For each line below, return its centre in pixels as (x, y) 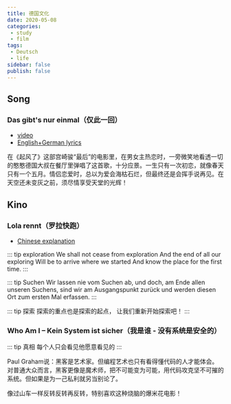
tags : (15, 45)
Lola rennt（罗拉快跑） (45, 226)
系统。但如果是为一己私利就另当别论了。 (64, 379)
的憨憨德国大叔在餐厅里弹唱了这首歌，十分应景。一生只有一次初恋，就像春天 (115, 165)
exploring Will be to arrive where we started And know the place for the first (114, 262)
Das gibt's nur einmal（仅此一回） (65, 120)
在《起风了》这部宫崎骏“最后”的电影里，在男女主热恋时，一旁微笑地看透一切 (115, 157)
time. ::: (18, 268)
